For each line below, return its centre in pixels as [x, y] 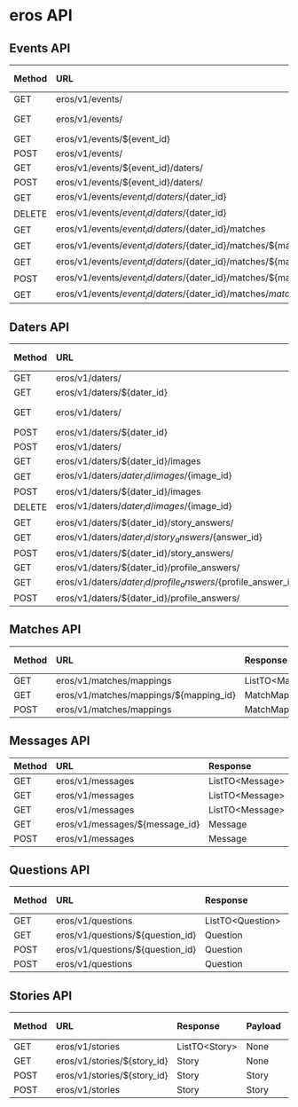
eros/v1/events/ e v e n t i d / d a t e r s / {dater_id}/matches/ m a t [171, 294]
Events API [40, 48]
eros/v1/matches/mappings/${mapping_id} [146, 695]
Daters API [39, 327]
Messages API [50, 741]
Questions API [50, 870]
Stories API [41, 996]
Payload [263, 1026]
